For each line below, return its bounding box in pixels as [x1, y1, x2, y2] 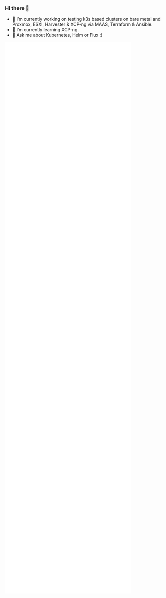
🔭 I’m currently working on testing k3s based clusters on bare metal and [12, 16, 161, 22]
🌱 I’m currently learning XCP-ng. [12, 27, 79, 33]
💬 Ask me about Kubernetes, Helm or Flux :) [12, 32, 103, 38]
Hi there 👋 [5, 5, 30, 12]
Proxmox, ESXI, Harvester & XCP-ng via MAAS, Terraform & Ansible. [12, 21, 153, 27]
